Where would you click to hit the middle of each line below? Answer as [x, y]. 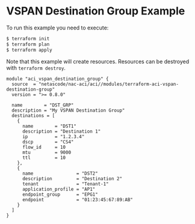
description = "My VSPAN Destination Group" [68, 110]
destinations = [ [33, 115]
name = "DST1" [49, 126]
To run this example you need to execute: [57, 28]
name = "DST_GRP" [43, 105]
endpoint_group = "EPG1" [60, 194]
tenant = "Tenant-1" [66, 184]
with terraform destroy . [36, 68]
